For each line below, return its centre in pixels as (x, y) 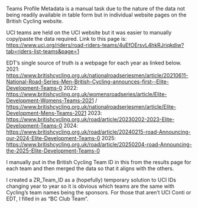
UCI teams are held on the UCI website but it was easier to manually (89, 32)
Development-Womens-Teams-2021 (50, 100)
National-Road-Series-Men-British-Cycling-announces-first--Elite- (88, 82)
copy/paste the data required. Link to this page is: (66, 39)
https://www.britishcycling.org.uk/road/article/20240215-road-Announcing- (98, 132)
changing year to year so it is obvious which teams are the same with (90, 186)
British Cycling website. (35, 21)
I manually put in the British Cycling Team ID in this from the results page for (99, 162)
